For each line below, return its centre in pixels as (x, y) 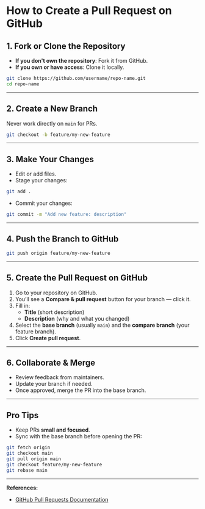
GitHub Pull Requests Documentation (62, 499)
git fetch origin (28, 448)
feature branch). (36, 331)
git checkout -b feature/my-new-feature (59, 135)
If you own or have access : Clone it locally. (70, 67)
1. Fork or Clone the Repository (66, 46)
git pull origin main (34, 459)
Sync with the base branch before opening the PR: (78, 436)
